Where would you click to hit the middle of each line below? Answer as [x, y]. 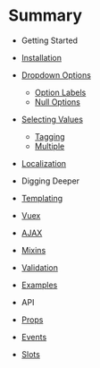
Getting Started [49, 40]
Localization [44, 163]
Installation [42, 57]
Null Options [58, 102]
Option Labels [60, 92]
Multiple [50, 146]
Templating [42, 198]
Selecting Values [52, 119]
